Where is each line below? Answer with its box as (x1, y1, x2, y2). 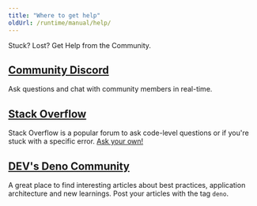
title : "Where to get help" (8, 11, 101, 20)
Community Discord (8, 63, 109, 77)
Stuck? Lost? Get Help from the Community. (8, 40, 152, 50)
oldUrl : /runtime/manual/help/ (8, 19, 111, 27)
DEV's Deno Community (8, 159, 130, 173)
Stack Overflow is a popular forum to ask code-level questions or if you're (8, 128, 249, 138)
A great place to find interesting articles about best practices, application (8, 180, 246, 189)
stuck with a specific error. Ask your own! (8, 137, 144, 146)
